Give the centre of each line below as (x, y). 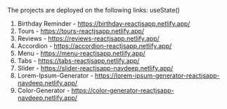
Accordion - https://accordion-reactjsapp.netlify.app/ (95, 46)
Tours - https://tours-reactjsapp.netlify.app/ (81, 31)
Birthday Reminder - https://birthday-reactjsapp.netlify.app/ (104, 23)
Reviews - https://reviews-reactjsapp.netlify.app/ (88, 38)
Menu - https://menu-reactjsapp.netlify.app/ (81, 53)
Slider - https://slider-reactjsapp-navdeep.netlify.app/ (95, 68)
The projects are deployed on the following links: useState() (94, 10)
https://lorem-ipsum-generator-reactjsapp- (157, 75)
